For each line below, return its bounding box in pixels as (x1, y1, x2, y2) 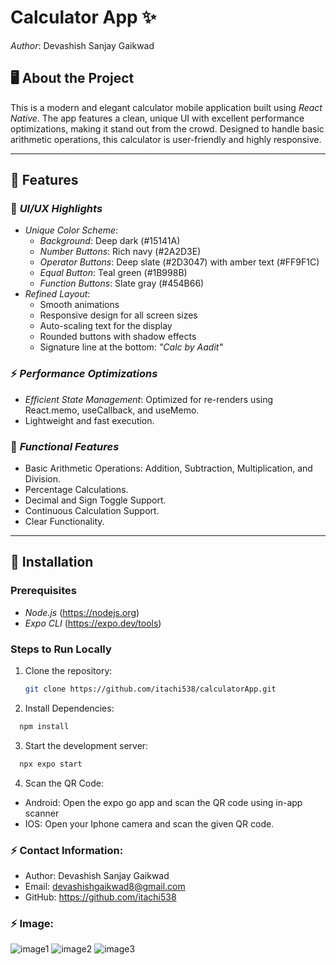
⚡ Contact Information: (10, 843, 124, 857)
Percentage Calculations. (24, 484, 129, 496)
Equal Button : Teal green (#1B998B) (39, 267, 188, 279)
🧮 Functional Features (10, 439, 120, 453)
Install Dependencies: (24, 702, 115, 714)
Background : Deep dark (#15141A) (39, 235, 181, 247)
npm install (19, 721, 70, 731)
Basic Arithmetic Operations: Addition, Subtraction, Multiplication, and (24, 462, 313, 475)
